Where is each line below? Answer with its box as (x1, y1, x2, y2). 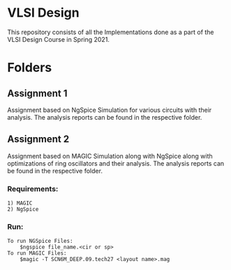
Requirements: (7, 184, 59, 193)
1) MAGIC (7, 200, 33, 207)
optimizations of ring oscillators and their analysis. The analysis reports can (7, 159, 225, 168)
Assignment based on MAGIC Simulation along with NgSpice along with (7, 152, 213, 160)
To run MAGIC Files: (7, 250, 68, 257)
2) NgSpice (7, 206, 39, 213)
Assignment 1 (7, 87, 68, 99)
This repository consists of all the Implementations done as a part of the (7, 28, 214, 36)
